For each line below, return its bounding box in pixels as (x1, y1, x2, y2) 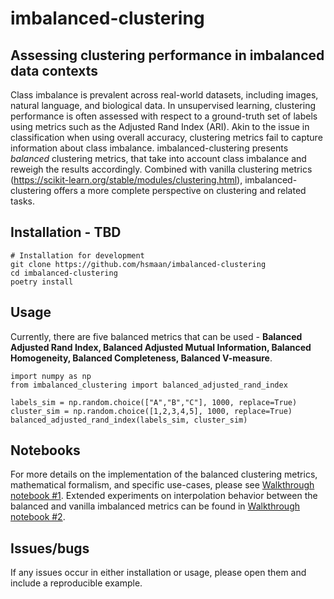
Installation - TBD (10, 224, 122, 241)
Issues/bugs (10, 540, 90, 557)
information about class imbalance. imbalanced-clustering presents (10, 142, 289, 154)
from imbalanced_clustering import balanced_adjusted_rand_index (10, 380, 288, 390)
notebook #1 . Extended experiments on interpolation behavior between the (10, 490, 318, 502)
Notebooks (10, 442, 81, 459)
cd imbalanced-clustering (10, 268, 118, 278)
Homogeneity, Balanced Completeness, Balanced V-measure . (10, 352, 273, 364)
